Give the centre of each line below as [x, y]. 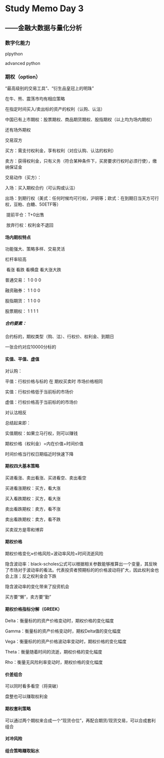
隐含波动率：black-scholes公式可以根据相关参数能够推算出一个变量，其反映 [81, 564]
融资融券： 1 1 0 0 [23, 291]
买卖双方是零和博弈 [24, 529]
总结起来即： [18, 422]
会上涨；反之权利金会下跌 [31, 576]
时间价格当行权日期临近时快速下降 [39, 454]
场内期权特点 [18, 237]
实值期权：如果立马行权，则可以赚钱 [41, 433]
